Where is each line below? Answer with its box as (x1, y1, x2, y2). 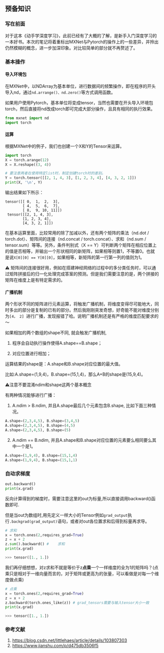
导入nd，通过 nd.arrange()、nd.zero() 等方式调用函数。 (5, 89, 116, 95)
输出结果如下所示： (5, 190, 44, 195)
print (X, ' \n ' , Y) (5, 180, 42, 185)
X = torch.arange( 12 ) (5, 157, 49, 163)
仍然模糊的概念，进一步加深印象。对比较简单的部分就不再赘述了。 (5, 45, 138, 50)
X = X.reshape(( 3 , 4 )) (5, 162, 51, 167)
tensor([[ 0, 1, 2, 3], (5, 199, 60, 204)
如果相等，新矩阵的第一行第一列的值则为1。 (57, 254, 145, 261)
